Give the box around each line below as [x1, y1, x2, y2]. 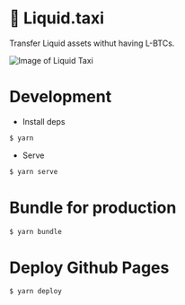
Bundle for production [9, 197, 177, 218]
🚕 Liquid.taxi [9, 8, 105, 29]
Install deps [22, 116, 66, 126]
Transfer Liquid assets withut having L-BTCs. [9, 38, 175, 48]
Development [9, 87, 112, 107]
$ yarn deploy [9, 287, 63, 296]
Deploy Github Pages [9, 257, 170, 277]
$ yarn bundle [9, 227, 63, 236]
